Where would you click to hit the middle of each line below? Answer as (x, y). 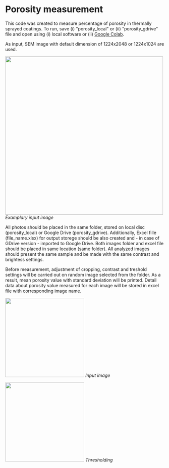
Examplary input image (30, 217)
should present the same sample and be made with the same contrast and (82, 254)
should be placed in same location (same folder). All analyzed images (77, 249)
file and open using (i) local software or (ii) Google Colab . (65, 34)
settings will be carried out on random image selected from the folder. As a (83, 275)
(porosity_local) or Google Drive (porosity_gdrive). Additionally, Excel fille (81, 232)
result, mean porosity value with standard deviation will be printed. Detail (81, 280)
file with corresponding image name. (43, 291)
